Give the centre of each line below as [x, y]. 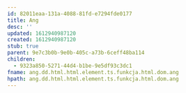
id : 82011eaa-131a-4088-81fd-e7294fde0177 [70, 14]
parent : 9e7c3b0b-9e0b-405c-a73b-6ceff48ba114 [76, 53]
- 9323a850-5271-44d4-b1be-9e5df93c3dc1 [73, 66]
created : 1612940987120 [42, 40]
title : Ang [23, 20]
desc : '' [20, 27]
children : [22, 59]
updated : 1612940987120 [42, 33]
